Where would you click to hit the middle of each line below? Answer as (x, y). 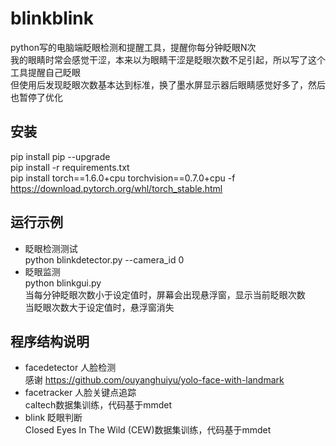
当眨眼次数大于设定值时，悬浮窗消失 (99, 307)
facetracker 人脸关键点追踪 (80, 393)
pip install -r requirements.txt (70, 167)
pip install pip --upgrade (60, 156)
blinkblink (52, 18)
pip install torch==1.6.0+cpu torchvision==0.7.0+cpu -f (123, 178)
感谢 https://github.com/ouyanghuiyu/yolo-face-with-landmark (154, 380)
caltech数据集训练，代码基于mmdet (98, 405)
